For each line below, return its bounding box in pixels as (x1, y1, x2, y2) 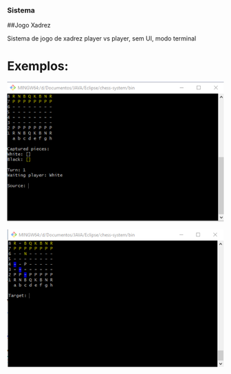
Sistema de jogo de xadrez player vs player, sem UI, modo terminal (7, 34, 197, 43)
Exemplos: (7, 58, 69, 74)
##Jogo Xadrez (7, 21, 51, 30)
